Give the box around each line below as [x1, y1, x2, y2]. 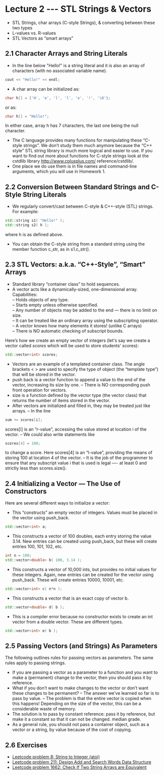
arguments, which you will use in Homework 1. [12, 169, 106, 174]
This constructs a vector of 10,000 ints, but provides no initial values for [12, 566, 157, 572]
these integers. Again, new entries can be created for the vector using [12, 572, 154, 578]
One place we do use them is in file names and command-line [12, 163, 137, 170]
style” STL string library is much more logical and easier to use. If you [12, 148, 153, 154]
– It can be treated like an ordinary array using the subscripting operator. [12, 317, 159, 323]
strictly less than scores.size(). [5, 465, 67, 471]
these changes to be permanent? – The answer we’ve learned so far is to [12, 690, 160, 696]
